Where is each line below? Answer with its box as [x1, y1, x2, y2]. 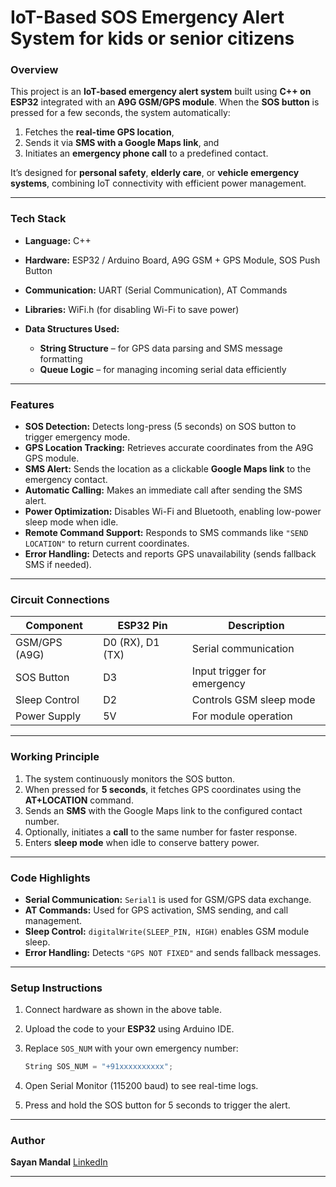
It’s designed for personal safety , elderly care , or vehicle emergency [10, 167, 300, 179]
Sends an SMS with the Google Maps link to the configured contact [24, 804, 303, 816]
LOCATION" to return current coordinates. [24, 537, 190, 550]
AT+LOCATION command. [24, 794, 134, 806]
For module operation [191, 709, 293, 723]
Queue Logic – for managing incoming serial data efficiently [39, 363, 287, 375]
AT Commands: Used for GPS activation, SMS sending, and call [24, 904, 289, 916]
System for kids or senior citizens [10, 27, 295, 50]
